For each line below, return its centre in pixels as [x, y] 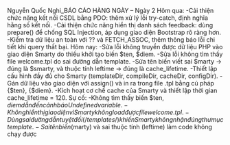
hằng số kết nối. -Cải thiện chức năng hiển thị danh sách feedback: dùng [110, 25]
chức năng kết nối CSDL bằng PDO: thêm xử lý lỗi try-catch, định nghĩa [107, 18]
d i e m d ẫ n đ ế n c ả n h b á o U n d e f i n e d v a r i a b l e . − [68, 105]
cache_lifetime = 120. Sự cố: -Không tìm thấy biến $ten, [86, 98]
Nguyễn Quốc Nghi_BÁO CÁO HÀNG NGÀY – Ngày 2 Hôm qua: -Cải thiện [111, 11]
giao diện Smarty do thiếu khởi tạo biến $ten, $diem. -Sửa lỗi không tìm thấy [115, 54]
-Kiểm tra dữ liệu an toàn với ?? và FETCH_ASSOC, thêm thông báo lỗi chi [111, 40]
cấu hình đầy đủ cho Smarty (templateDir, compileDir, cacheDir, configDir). [113, 76]
